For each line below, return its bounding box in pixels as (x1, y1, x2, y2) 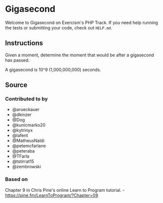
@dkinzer (12, 112, 32, 118)
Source (5, 81, 28, 89)
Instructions (5, 39, 43, 47)
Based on (5, 176, 28, 183)
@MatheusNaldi (12, 138, 45, 144)
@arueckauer (12, 107, 40, 113)
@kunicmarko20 (12, 122, 46, 128)
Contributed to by (5, 95, 48, 102)
